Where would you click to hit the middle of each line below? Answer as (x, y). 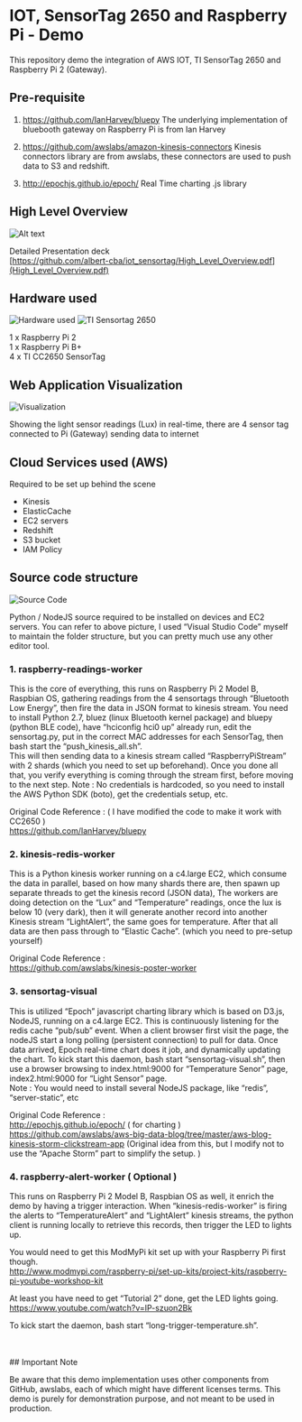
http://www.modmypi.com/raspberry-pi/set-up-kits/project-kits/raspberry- (148, 1271)
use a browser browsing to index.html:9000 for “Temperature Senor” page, (149, 1068)
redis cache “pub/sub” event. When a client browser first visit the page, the (149, 1030)
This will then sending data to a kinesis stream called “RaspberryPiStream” (148, 756)
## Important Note (44, 1362)
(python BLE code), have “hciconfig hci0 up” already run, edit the (131, 727)
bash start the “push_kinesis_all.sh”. (76, 746)
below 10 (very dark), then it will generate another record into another (138, 912)
